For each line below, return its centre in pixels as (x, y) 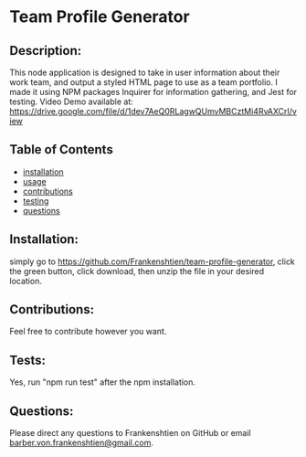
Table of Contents (62, 149)
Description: (46, 51)
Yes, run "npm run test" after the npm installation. (103, 382)
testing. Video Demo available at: (72, 101)
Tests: (27, 360)
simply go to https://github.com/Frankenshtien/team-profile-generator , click (152, 261)
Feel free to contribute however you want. (88, 332)
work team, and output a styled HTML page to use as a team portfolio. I (144, 82)
